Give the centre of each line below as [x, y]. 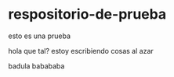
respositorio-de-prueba [87, 14]
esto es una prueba [40, 36]
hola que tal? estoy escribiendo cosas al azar [81, 51]
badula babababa [36, 66]
